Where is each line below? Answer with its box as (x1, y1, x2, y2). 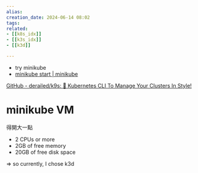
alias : (6, 8, 23, 15)
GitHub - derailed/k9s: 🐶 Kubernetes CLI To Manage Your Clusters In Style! (6, 82, 192, 89)
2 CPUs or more (14, 136, 55, 143)
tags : (6, 20, 20, 26)
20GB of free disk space (14, 148, 76, 156)
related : (6, 25, 28, 32)
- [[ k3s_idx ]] (6, 37, 42, 43)
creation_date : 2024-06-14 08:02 (6, 14, 90, 20)
